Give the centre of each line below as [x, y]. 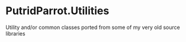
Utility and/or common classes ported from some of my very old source [93, 27]
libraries [15, 33]
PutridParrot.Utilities [57, 11]
